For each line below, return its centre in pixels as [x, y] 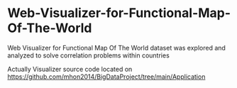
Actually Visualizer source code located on [70, 69]
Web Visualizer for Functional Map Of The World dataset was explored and [116, 48]
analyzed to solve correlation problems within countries [89, 55]
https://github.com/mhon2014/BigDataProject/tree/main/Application [106, 77]
